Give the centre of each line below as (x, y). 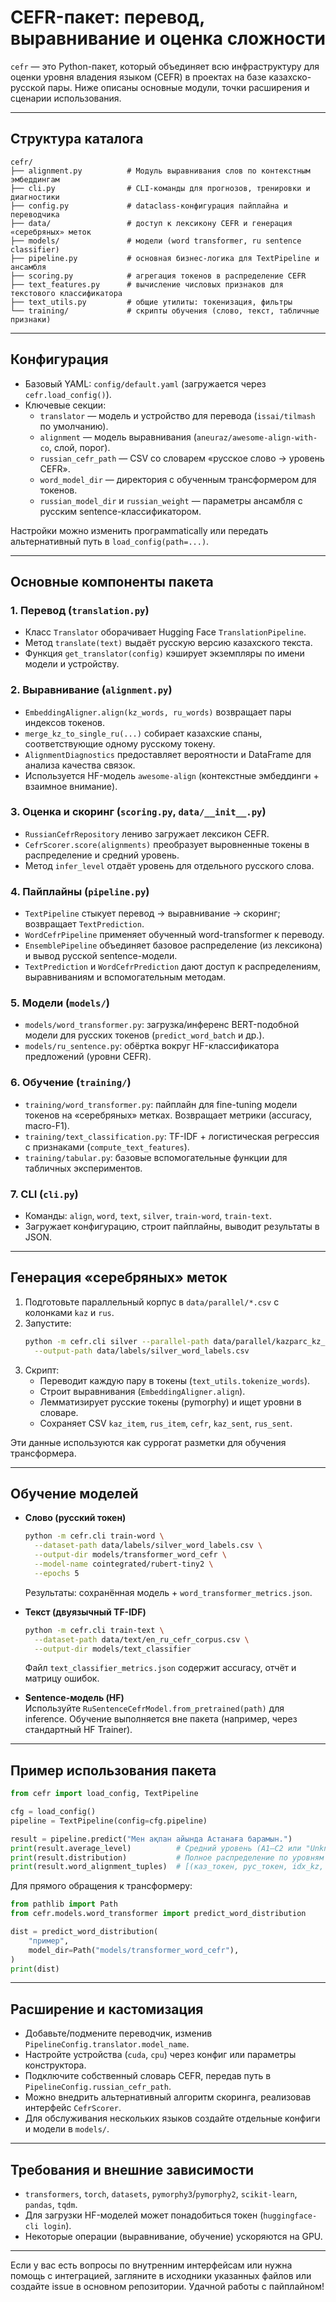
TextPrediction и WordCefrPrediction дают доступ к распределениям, (173, 967)
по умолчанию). (74, 426)
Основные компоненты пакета (112, 581)
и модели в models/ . (67, 2129)
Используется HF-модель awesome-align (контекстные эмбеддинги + (172, 775)
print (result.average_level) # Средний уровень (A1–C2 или (156, 1848)
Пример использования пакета (113, 1770)
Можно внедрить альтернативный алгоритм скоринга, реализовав (168, 2097)
